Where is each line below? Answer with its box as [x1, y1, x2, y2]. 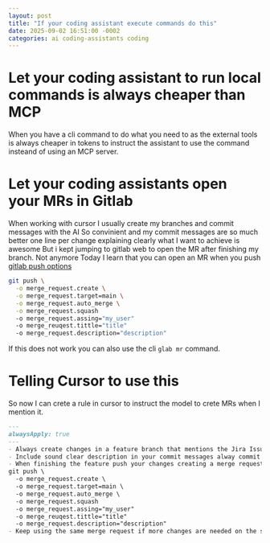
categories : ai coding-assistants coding [8, 34, 149, 43]
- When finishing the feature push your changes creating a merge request [8, 460, 264, 468]
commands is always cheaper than [8, 86, 246, 105]
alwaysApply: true [8, 430, 70, 438]
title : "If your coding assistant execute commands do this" [8, 19, 218, 27]
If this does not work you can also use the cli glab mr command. [8, 343, 221, 354]
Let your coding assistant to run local [8, 69, 261, 87]
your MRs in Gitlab [8, 192, 133, 210]
